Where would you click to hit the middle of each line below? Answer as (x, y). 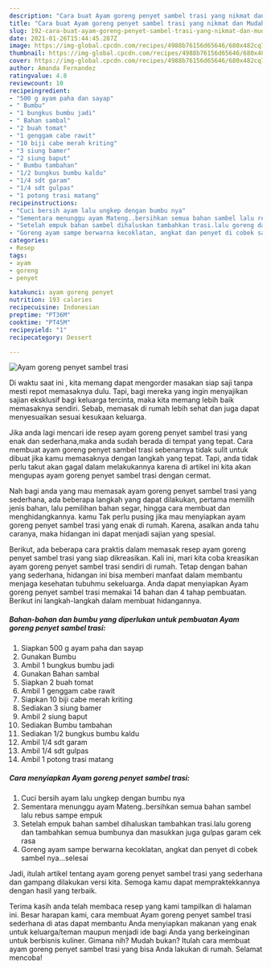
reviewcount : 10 (36, 83)
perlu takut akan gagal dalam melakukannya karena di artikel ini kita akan (130, 467)
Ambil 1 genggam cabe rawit (68, 691)
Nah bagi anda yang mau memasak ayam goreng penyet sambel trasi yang (133, 491)
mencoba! (26, 958)
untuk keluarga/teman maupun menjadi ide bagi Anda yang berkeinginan (129, 932)
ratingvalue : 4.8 (38, 76)
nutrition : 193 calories (51, 300)
